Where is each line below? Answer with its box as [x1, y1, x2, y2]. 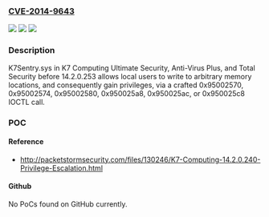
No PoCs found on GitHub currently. [8, 199, 128, 209]
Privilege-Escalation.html [19, 163, 103, 173]
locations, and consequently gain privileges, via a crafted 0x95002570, [8, 80, 244, 90]
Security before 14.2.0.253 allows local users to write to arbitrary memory [8, 71, 252, 81]
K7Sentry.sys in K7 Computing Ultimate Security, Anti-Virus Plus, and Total [8, 62, 255, 73]
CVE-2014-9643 [8, 6, 75, 17]
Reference [8, 137, 44, 147]
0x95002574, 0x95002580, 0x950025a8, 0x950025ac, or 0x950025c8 [8, 88, 245, 98]
